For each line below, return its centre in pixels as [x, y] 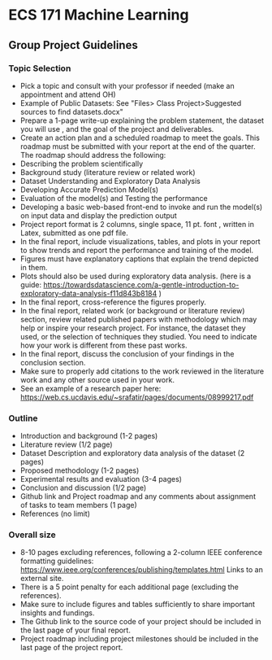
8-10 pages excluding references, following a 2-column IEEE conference [141, 553]
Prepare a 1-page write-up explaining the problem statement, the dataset [142, 120]
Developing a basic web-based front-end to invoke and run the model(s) [141, 207]
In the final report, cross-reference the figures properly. [113, 302]
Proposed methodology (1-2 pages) [80, 470]
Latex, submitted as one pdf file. [74, 233]
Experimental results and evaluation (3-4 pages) [101, 479]
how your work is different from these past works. [104, 345]
